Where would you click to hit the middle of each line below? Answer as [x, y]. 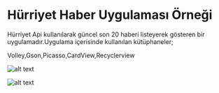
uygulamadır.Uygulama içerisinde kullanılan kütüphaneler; [90, 41]
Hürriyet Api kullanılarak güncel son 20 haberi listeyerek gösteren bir [106, 34]
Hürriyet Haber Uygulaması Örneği [110, 15]
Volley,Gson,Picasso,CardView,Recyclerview [71, 55]
